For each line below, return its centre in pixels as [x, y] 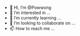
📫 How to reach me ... [32, 28]
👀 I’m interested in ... [30, 13]
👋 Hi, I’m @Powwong [31, 8]
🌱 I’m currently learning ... [35, 18]
